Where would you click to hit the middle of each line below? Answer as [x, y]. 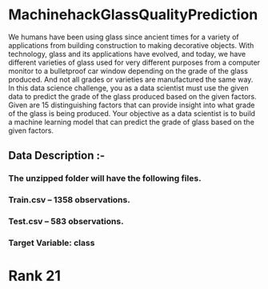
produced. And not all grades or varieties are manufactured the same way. [131, 79]
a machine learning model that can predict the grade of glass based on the [131, 122]
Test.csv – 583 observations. [66, 222]
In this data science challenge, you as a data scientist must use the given [129, 88]
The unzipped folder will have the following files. [105, 179]
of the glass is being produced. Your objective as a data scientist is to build [132, 113]
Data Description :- [57, 156]
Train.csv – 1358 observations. [69, 200]
